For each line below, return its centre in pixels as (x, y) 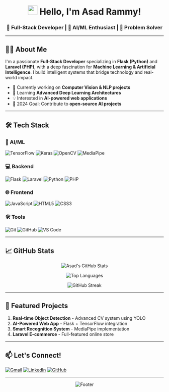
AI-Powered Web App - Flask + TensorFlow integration (70, 323)
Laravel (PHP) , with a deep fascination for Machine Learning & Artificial (80, 67)
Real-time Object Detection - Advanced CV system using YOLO (79, 318)
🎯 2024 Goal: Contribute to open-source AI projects (67, 104)
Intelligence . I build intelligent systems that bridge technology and (74, 72)
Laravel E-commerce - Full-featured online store (63, 334)
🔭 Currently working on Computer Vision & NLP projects (71, 87)
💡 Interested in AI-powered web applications (60, 98)
